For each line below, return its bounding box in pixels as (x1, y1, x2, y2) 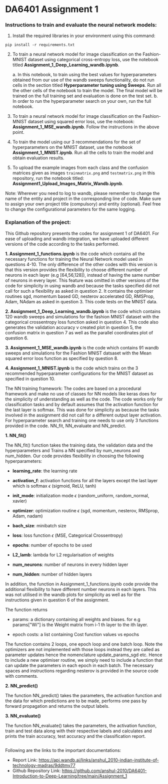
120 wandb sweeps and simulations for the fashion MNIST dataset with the (5, 313, 159, 319)
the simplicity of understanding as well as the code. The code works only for (5, 396, 163, 402)
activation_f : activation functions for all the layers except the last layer (12, 477, 158, 483)
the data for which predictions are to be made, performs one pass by (5, 698, 147, 704)
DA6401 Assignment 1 (5, 4, 98, 15)
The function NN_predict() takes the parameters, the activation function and (5, 692, 161, 698)
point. (12, 129, 25, 135)
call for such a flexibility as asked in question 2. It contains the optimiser (5, 288, 154, 294)
